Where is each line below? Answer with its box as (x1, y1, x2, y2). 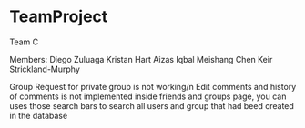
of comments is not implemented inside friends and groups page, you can (9, 91, 287, 102)
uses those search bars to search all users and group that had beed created (9, 100, 294, 111)
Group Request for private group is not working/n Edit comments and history (9, 81, 297, 92)
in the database (9, 110, 68, 121)
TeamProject (9, 6, 108, 27)
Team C (9, 36, 39, 47)
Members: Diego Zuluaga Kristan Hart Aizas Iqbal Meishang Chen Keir (9, 54, 273, 64)
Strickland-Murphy (9, 64, 80, 74)
